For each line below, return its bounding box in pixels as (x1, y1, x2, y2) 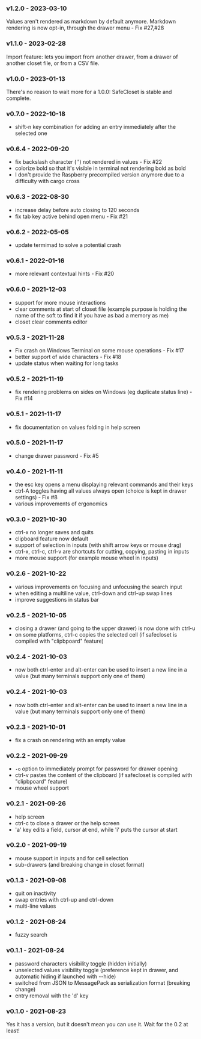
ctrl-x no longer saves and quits (14, 529, 94, 536)
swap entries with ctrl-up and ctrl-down (14, 896, 114, 903)
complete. (6, 95, 31, 102)
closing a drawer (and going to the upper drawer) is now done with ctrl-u (14, 625, 196, 632)
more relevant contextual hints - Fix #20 (14, 270, 115, 278)
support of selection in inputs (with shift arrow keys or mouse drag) (14, 541, 182, 549)
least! (6, 1027, 20, 1034)
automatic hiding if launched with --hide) (14, 973, 116, 980)
